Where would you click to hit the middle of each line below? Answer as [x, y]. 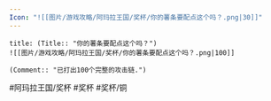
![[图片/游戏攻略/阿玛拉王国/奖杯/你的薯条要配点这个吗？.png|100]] [122, 53]
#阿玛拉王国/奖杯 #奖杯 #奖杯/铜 [68, 87]
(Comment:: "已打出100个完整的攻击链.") [78, 70]
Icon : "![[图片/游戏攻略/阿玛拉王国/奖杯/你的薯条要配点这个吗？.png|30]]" [136, 17]
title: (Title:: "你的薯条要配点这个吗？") [83, 43]
